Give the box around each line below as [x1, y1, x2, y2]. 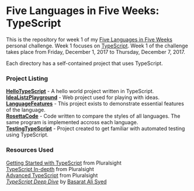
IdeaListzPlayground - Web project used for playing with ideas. [6, 94, 160, 101]
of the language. [6, 107, 46, 114]
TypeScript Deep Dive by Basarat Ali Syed [6, 178, 107, 185]
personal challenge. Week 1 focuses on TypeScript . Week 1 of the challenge [6, 42, 188, 49]
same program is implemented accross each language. [6, 119, 138, 126]
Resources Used [6, 146, 54, 154]
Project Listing [6, 74, 49, 83]
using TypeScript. [6, 131, 49, 138]
